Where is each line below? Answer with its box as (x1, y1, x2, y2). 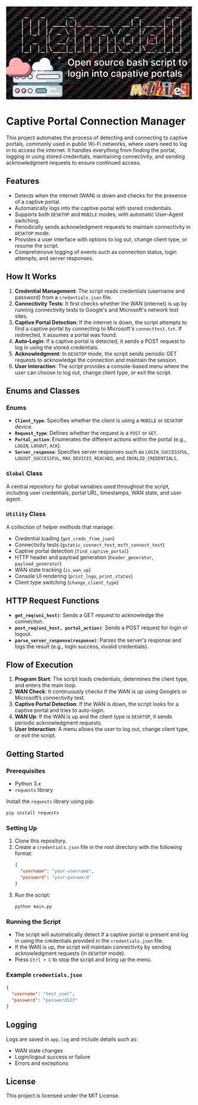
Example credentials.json (6, 970, 82, 979)
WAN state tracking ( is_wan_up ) (14, 566, 91, 573)
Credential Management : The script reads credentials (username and (14, 287, 185, 294)
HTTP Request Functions (6, 596, 100, 606)
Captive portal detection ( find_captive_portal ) (14, 547, 129, 555)
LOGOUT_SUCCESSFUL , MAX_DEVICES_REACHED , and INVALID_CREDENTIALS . (14, 455, 179, 462)
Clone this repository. (14, 837, 67, 844)
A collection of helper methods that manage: (6, 523, 114, 530)
